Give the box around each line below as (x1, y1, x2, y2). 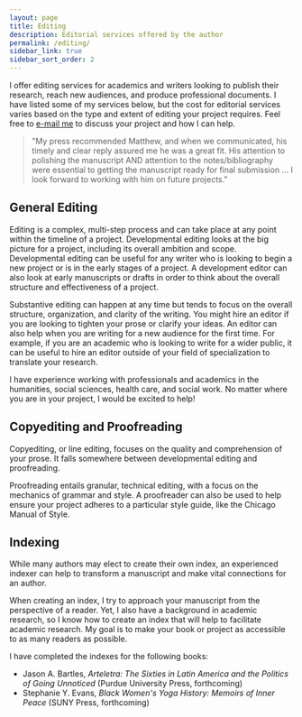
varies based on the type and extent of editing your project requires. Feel (9, 109, 281, 119)
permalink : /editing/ (9, 38, 91, 48)
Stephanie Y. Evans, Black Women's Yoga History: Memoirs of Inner (22, 687, 275, 699)
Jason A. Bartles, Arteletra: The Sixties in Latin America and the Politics (22, 668, 288, 679)
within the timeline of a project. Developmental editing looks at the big (9, 234, 269, 244)
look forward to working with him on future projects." (31, 174, 228, 185)
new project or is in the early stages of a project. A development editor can (9, 262, 288, 273)
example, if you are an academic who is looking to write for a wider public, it (9, 337, 293, 348)
